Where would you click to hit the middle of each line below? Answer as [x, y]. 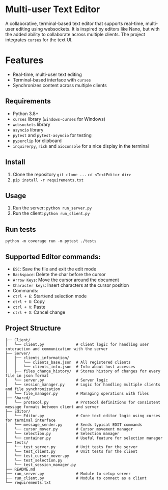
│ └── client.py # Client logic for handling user [77, 344]
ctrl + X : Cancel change [39, 312]
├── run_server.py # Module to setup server [68, 474]
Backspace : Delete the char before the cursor [59, 274]
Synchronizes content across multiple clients [60, 85]
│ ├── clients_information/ [37, 358]
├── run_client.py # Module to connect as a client [76, 478]
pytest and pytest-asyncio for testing [52, 135]
